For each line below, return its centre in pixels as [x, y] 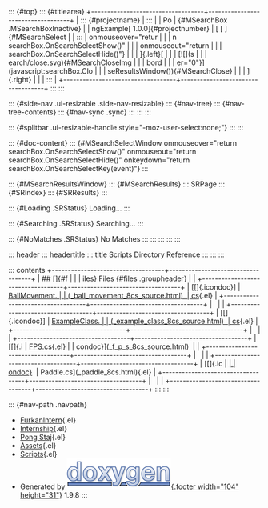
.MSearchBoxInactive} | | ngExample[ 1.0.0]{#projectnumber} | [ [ [116, 28]
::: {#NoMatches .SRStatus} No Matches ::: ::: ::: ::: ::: [95, 239]
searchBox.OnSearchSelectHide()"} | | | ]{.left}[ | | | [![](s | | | [108, 54]
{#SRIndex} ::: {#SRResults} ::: [58, 192]
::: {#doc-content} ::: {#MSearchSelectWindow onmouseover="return [123, 143]
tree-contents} [32, 112]
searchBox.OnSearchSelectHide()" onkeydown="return [99, 160]
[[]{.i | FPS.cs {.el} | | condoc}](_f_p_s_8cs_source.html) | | [104, 346]
